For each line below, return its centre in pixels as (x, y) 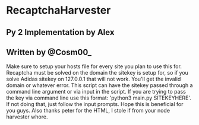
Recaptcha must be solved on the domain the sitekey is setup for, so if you (97, 73)
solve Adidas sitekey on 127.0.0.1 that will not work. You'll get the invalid (94, 79)
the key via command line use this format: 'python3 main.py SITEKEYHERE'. (99, 98)
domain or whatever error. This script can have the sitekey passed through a (99, 85)
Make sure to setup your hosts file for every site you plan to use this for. (94, 66)
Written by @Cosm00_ (49, 52)
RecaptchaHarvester (59, 10)
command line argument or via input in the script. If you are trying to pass (96, 92)
